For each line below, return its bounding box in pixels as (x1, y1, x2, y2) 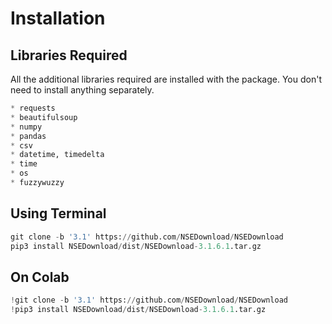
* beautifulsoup (10, 112, 78, 122)
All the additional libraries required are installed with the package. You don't (10, 73, 322, 85)
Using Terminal (10, 205, 107, 222)
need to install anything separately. (10, 84, 155, 96)
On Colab (10, 268, 70, 286)
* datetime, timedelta (10, 150, 105, 160)
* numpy (10, 122, 43, 132)
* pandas (10, 131, 47, 141)
